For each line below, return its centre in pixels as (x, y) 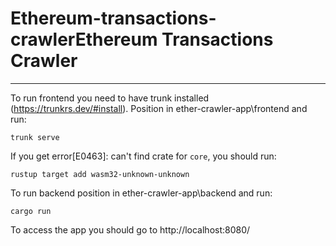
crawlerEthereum (84, 39)
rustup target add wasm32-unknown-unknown (100, 174)
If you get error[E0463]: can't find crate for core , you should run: (143, 156)
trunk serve (35, 137)
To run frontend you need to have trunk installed (110, 98)
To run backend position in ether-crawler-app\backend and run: (141, 193)
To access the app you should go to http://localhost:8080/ (130, 229)
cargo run (31, 211)
